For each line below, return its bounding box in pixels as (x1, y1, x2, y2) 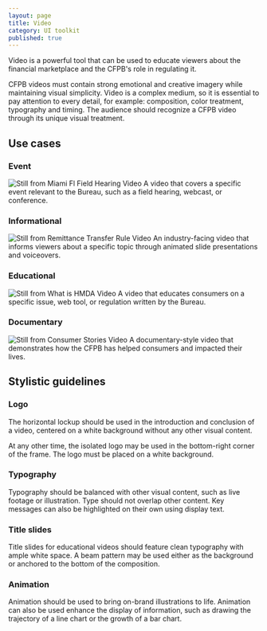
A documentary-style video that (128, 335, 234, 344)
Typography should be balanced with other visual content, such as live (8, 487, 241, 496)
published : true (8, 33, 62, 42)
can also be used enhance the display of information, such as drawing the (8, 606, 251, 615)
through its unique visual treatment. (8, 113, 125, 123)
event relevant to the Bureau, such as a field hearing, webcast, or (8, 186, 223, 196)
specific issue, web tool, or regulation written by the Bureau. (8, 296, 206, 307)
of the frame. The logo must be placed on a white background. (8, 449, 214, 459)
